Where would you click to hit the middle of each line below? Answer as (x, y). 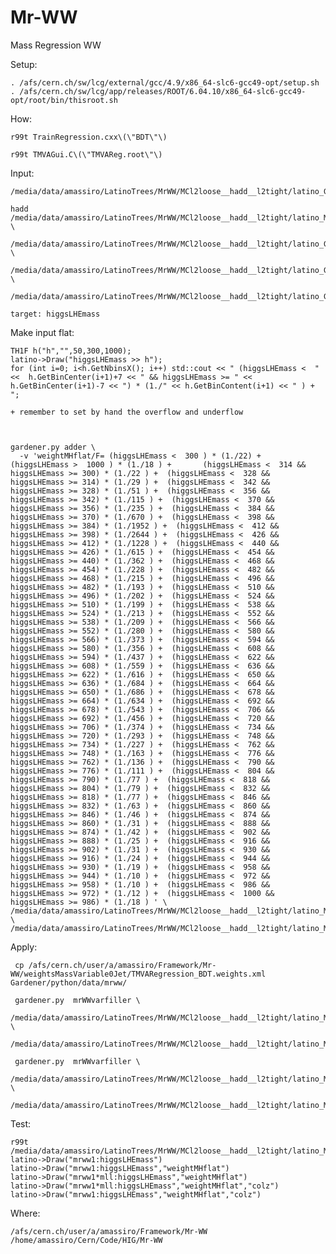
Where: (25, 1213)
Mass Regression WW (56, 45)
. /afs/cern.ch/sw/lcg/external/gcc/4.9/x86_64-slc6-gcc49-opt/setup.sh (165, 82)
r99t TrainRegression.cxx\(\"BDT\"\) (89, 137)
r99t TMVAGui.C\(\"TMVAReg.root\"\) (86, 154)
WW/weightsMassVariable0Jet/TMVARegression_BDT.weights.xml (138, 974)
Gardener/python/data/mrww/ (69, 982)
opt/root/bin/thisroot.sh (64, 100)
